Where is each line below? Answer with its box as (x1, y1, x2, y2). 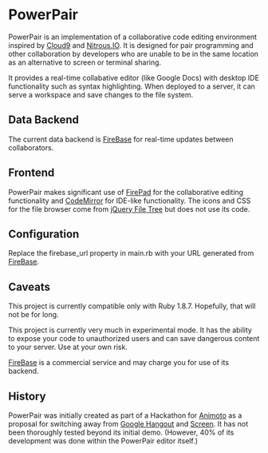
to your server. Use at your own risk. (8, 342, 128, 352)
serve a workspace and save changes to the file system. (8, 89, 194, 99)
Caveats (8, 280, 50, 293)
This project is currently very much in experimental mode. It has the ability (8, 325, 253, 335)
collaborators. (8, 142, 54, 153)
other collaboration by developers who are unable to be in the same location (8, 49, 259, 58)
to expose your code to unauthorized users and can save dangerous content (8, 334, 260, 344)
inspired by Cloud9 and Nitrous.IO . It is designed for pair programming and (8, 40, 254, 50)
